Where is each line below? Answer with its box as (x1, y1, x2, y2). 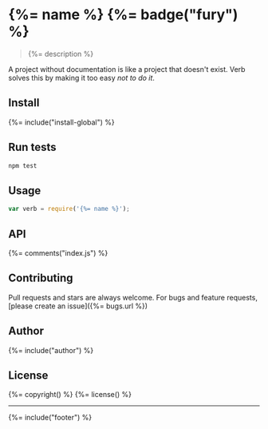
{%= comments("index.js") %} (8, 248, 108, 257)
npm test (8, 161, 37, 169)
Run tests (8, 141, 57, 154)
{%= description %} (27, 49, 94, 58)
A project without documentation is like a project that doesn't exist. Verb (8, 64, 246, 73)
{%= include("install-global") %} (8, 117, 116, 127)
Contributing (8, 272, 73, 285)
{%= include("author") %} (8, 345, 94, 355)
